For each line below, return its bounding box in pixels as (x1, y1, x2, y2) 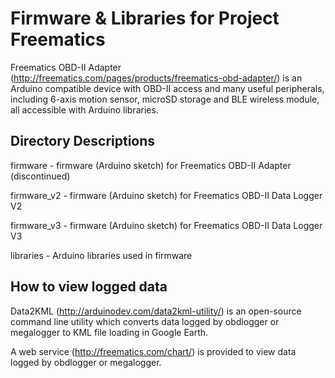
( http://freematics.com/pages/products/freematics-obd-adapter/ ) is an (10, 72, 303, 84)
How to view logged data (10, 278, 168, 296)
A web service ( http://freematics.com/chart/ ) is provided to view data (10, 345, 297, 357)
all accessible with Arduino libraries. (10, 103, 159, 116)
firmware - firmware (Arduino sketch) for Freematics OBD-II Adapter (10, 159, 292, 171)
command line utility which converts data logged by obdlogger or (10, 315, 280, 327)
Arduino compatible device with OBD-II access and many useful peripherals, (10, 82, 325, 94)
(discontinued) (10, 170, 71, 182)
